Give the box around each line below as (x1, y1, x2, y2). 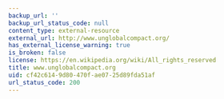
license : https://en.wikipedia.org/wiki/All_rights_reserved (8, 57, 217, 65)
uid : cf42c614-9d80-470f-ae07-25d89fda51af (8, 71, 156, 79)
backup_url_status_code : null (8, 19, 110, 27)
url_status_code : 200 (8, 78, 81, 86)
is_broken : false (8, 49, 66, 57)
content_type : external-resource (8, 26, 120, 34)
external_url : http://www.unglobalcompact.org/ (8, 34, 170, 42)
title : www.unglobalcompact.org (8, 64, 116, 72)
